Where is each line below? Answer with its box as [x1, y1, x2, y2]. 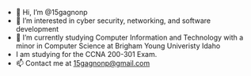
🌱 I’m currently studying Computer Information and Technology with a [15, 32, 244, 42]
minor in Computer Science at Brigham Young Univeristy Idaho [15, 41, 221, 51]
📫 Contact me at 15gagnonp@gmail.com [15, 59, 150, 67]
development [15, 25, 59, 33]
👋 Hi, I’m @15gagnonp [15, 8, 89, 17]
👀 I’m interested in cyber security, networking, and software [15, 16, 211, 25]
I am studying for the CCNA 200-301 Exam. [15, 50, 158, 59]
